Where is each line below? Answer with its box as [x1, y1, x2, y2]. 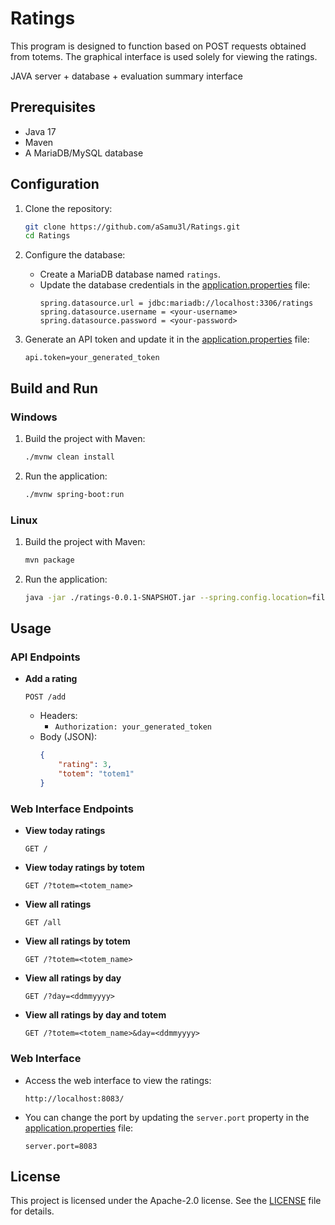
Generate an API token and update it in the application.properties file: [24, 333, 310, 346]
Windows [10, 410, 58, 424]
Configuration [10, 176, 100, 193]
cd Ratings [24, 231, 71, 241]
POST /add [24, 692, 67, 702]
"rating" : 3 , [58, 760, 113, 770]
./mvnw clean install [24, 452, 115, 462]
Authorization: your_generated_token [54, 722, 212, 732]
